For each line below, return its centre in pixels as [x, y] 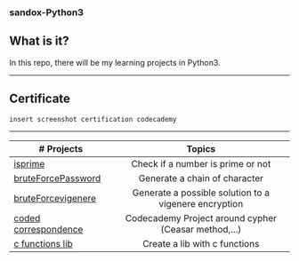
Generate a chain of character [201, 178]
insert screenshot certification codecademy [93, 119]
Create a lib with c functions [201, 243]
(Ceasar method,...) [201, 229]
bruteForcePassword [57, 178]
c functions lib [43, 243]
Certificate [40, 99]
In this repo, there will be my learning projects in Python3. [115, 62]
